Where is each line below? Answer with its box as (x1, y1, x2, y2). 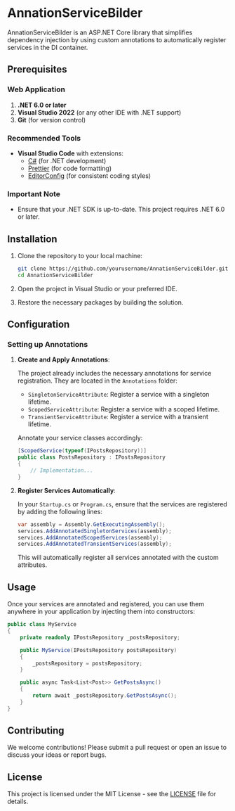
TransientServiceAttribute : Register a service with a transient (27, 413, 209, 421)
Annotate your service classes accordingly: (17, 434, 143, 442)
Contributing (7, 724, 65, 736)
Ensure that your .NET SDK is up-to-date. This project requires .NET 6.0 (17, 205, 225, 214)
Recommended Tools (7, 133, 81, 143)
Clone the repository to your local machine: (17, 252, 142, 260)
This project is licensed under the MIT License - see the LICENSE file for (7, 790, 216, 798)
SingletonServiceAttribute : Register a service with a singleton (27, 390, 210, 399)
